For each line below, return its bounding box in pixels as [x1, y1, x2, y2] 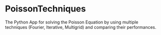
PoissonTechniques [5, 3, 86, 14]
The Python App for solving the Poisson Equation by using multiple [5, 19, 139, 25]
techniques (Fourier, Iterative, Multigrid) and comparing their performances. [5, 24, 157, 30]
